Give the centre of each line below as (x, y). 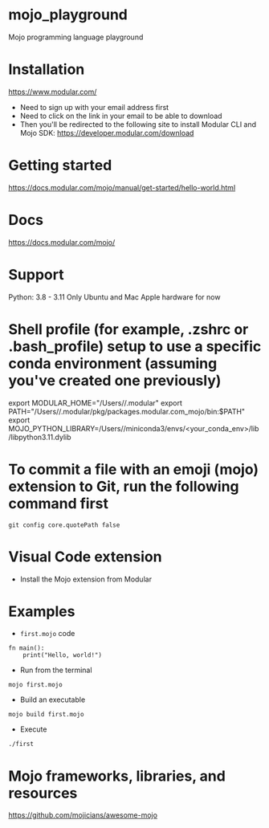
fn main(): (26, 648)
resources (43, 793)
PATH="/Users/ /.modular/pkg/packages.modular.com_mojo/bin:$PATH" (127, 411)
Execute (33, 729)
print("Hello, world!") (63, 655)
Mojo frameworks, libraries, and (117, 776)
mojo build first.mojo (46, 715)
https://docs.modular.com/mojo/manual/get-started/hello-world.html (122, 187)
